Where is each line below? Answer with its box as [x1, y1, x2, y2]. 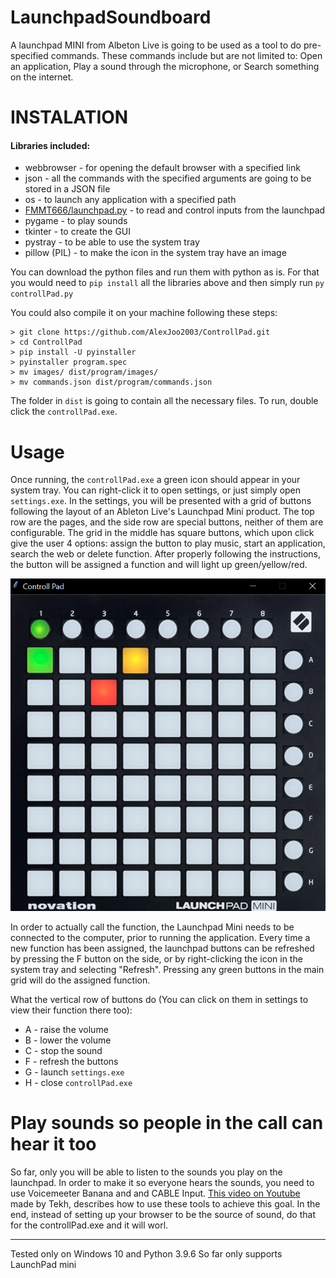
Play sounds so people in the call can [10, 1112, 324, 1135]
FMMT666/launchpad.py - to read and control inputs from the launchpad [24, 204, 326, 216]
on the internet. [10, 71, 74, 83]
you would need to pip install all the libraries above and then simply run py [10, 277, 325, 289]
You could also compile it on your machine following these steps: [10, 307, 278, 319]
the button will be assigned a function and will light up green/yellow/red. [10, 559, 308, 571]
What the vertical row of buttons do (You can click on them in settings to [10, 994, 309, 1006]
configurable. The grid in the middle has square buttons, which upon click [10, 527, 315, 539]
